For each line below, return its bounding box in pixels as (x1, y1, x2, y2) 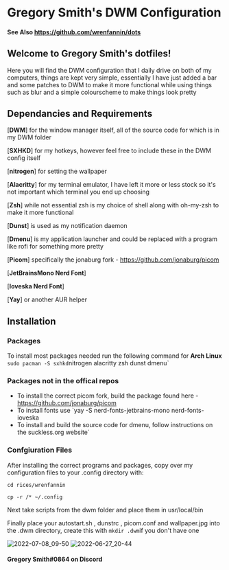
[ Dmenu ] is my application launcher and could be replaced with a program (7, 235, 218, 243)
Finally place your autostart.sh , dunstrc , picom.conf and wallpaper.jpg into (7, 518, 221, 527)
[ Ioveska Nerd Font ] (7, 282, 65, 290)
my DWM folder (7, 133, 51, 141)
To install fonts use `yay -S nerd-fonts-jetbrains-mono (16, 407, 170, 415)
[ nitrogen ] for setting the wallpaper (7, 167, 108, 176)
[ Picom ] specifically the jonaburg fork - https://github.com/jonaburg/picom (7, 255, 219, 264)
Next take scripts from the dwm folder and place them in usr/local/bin (7, 505, 204, 514)
